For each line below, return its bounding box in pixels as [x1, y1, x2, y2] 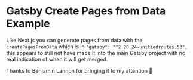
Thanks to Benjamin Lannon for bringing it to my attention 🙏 [6, 67, 153, 74]
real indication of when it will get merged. [6, 56, 108, 63]
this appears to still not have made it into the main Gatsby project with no [6, 49, 186, 56]
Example [6, 17, 50, 30]
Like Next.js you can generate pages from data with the [6, 36, 143, 44]
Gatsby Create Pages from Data [6, 4, 166, 18]
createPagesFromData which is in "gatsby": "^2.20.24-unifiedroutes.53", [6, 43, 188, 50]
